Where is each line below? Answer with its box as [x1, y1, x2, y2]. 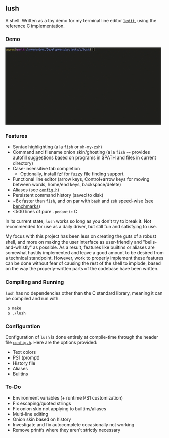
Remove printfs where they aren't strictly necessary [12, 427, 120, 433]
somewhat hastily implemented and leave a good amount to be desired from [5, 250, 164, 256]
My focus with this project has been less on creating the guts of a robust [5, 233, 157, 240]
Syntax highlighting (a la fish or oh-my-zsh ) [12, 144, 102, 150]
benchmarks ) [12, 203, 40, 209]
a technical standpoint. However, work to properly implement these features [5, 255, 164, 261]
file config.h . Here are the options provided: [5, 339, 98, 345]
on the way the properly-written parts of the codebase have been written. [5, 266, 159, 272]
